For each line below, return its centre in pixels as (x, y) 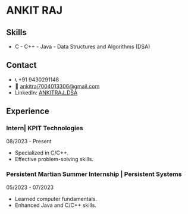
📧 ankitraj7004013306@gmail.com (57, 86)
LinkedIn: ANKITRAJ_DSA (46, 92)
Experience (28, 111)
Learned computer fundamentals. (56, 199)
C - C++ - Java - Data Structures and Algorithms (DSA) (82, 46)
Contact (21, 65)
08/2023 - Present (29, 141)
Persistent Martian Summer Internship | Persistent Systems (94, 174)
